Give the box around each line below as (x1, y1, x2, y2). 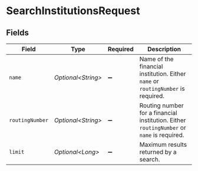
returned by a (139, 148, 177, 156)
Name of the (139, 55, 174, 63)
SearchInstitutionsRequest (6, 4, 140, 18)
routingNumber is (139, 84, 185, 93)
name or (139, 77, 159, 85)
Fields (6, 28, 29, 38)
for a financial (139, 109, 178, 117)
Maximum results (139, 140, 187, 149)
